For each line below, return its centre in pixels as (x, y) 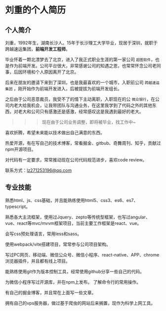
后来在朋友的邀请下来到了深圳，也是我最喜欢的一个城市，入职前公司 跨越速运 (82, 82)
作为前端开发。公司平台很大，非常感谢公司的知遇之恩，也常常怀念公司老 (83, 66)
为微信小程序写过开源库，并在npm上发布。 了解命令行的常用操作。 (73, 282)
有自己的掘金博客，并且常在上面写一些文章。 (51, 292)
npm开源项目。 (21, 149)
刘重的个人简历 (36, 10)
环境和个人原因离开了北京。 (50, 72)
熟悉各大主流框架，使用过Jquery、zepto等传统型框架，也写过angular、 (78, 217)
